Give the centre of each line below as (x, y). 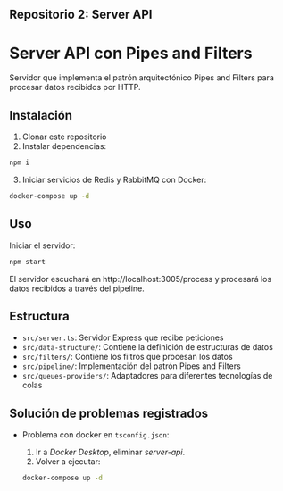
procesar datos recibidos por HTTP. (75, 87)
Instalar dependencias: (64, 146)
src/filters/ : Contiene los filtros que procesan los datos (128, 357)
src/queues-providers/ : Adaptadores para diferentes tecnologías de (147, 376)
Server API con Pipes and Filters (131, 53)
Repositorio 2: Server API (81, 15)
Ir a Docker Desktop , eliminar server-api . (110, 452)
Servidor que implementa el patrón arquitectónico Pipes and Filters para (141, 78)
